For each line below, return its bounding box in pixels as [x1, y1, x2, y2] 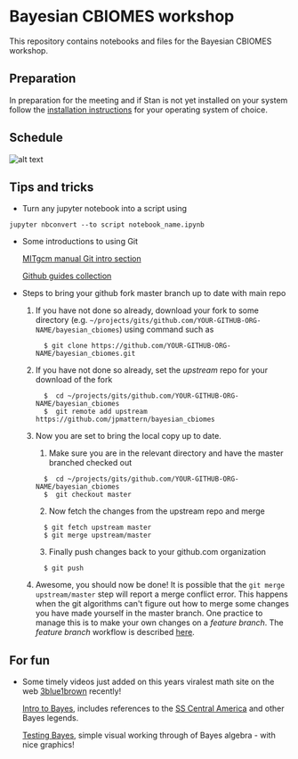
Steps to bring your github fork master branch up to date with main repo [21, 288, 286, 299]
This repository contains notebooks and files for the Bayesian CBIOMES [9, 36, 272, 46]
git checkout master [55, 491, 132, 499]
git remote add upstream [55, 408, 149, 417]
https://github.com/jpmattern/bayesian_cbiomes [35, 415, 215, 425]
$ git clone [43, 342, 88, 351]
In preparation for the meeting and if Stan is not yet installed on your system [9, 95, 288, 105]
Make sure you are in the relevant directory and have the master [48, 448, 284, 458]
